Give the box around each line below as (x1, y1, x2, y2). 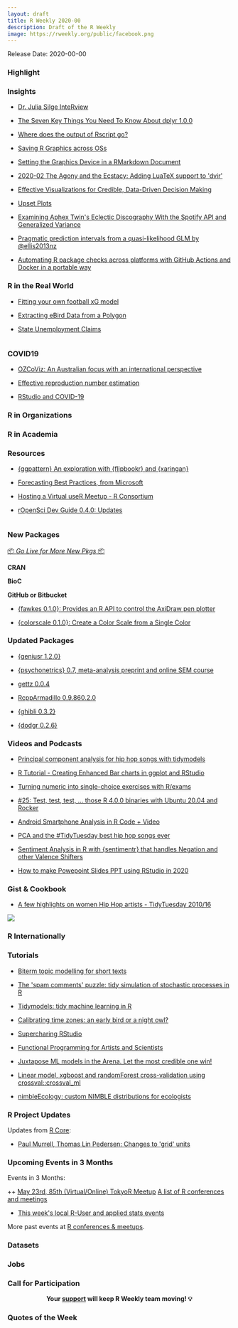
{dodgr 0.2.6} (17, 721, 58, 729)
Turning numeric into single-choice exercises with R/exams (17, 782, 192, 791)
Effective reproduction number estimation (17, 378, 140, 388)
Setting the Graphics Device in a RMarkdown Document (17, 158, 181, 166)
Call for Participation (7, 1278, 80, 1288)
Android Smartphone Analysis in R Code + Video (17, 817, 160, 826)
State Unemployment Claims (17, 324, 102, 333)
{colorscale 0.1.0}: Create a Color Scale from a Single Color (17, 618, 191, 627)
